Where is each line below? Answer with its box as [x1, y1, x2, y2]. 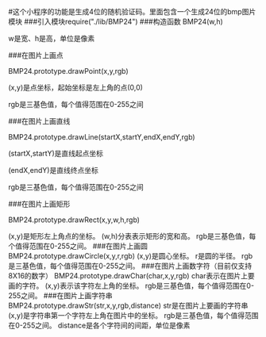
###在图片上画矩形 [8, 199, 71, 209]
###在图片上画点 [8, 51, 64, 59]
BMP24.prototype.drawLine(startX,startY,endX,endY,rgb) [8, 132, 196, 141]
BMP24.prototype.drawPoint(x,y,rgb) [8, 67, 129, 75]
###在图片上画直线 [8, 117, 71, 125]
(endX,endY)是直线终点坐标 [8, 166, 99, 174]
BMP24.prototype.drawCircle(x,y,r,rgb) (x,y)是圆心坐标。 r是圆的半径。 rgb [8, 251, 253, 260]
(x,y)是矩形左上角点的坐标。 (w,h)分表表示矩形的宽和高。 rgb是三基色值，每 [8, 232, 256, 240]
